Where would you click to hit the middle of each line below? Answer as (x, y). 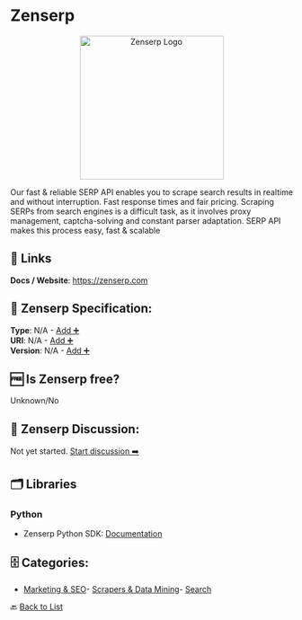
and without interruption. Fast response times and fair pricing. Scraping (142, 201)
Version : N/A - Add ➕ (50, 350)
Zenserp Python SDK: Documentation (93, 533)
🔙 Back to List (37, 607)
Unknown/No (35, 401)
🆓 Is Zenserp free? (65, 379)
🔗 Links (31, 258)
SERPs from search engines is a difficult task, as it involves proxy (131, 211)
